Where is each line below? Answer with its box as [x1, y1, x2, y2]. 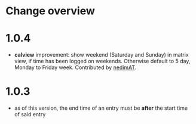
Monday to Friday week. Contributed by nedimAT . [14, 64, 137, 71]
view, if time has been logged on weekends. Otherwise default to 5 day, [14, 58, 191, 65]
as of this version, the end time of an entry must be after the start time [14, 104, 188, 111]
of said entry [14, 111, 46, 118]
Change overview [5, 4, 95, 18]
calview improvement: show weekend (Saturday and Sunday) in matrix [14, 51, 189, 58]
